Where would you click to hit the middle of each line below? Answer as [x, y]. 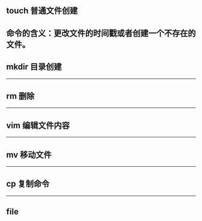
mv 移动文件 [29, 154]
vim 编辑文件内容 [38, 125]
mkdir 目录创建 [34, 67]
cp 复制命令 [28, 184]
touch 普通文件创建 [42, 11]
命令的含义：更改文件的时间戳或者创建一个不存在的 [101, 33]
